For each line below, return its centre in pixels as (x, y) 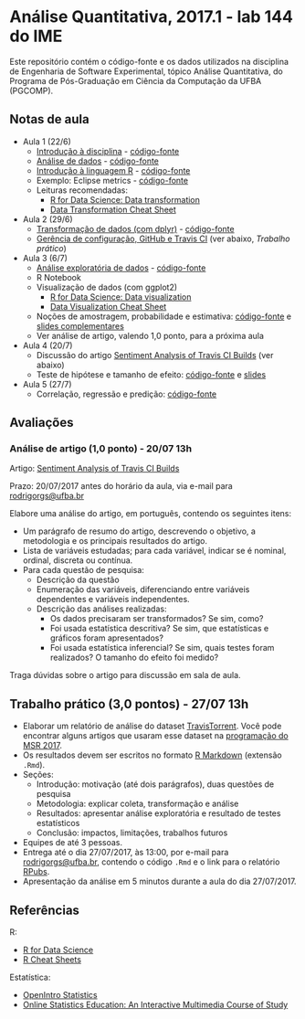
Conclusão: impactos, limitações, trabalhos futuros (132, 833)
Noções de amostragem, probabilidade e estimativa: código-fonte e (164, 316)
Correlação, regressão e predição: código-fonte (126, 394)
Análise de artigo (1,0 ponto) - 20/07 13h (101, 449)
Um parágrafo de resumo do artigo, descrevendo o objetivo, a (139, 531)
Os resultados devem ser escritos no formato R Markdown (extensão (152, 755)
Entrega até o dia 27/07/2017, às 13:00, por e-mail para (126, 853)
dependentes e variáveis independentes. (113, 600)
